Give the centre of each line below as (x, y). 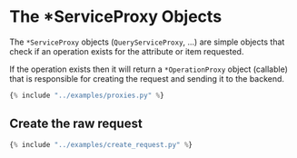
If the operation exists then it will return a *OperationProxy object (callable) (149, 69)
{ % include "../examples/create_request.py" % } (101, 144)
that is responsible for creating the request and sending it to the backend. (147, 78)
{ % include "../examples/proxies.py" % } (87, 95)
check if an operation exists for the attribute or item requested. (127, 51)
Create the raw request (76, 124)
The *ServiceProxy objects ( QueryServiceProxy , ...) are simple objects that (147, 42)
